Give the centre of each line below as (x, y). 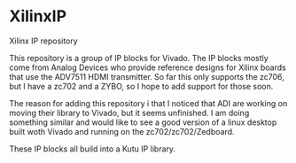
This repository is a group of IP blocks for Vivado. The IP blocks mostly (139, 58)
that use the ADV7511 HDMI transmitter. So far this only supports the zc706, (147, 76)
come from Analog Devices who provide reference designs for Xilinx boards (148, 67)
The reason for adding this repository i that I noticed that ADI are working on (148, 103)
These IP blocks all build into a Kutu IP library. (92, 149)
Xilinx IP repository (43, 41)
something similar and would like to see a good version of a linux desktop (143, 122)
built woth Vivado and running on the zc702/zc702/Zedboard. (122, 131)
